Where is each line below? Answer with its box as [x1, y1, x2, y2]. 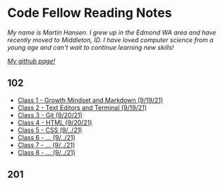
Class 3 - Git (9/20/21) [17, 110, 83, 119]
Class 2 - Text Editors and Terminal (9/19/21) [17, 103, 147, 112]
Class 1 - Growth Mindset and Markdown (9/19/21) [17, 96, 164, 104]
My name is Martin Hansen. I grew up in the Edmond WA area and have [7, 28, 217, 37]
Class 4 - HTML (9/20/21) [17, 118, 92, 127]
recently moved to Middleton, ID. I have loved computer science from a [7, 35, 214, 44]
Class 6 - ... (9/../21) [17, 133, 76, 141]
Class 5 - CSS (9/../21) [17, 125, 83, 134]
